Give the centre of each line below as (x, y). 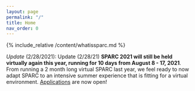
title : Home (21, 23)
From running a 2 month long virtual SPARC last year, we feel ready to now (98, 70)
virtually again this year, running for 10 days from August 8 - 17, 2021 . (94, 63)
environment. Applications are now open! (57, 82)
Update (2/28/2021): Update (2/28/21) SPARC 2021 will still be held (89, 57)
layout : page (22, 12)
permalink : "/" (25, 17)
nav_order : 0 (22, 28)
